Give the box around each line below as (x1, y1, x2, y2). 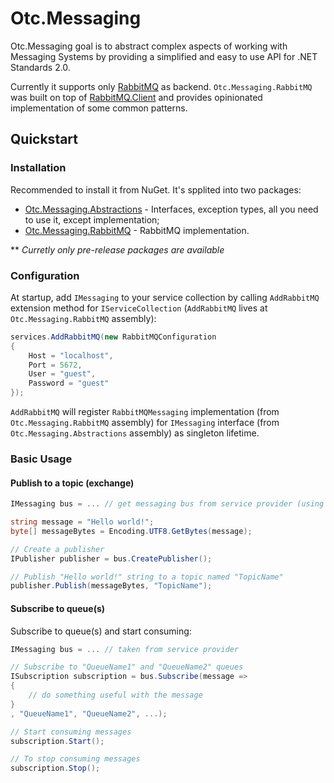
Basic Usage (10, 452, 73, 466)
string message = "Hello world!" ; (10, 517, 155, 527)
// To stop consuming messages (10, 754, 141, 764)
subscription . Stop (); (10, 763, 101, 774)
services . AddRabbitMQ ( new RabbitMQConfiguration (10, 332, 217, 342)
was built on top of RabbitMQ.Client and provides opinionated (10, 91, 263, 103)
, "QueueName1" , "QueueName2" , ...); (10, 708, 168, 719)
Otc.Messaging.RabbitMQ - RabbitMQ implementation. (24, 224, 250, 236)
